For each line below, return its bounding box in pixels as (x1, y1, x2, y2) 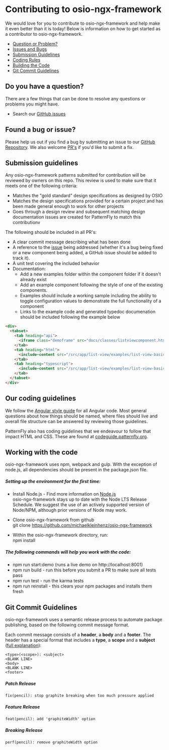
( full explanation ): (5, 642, 42, 649)
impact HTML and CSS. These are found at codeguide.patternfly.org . (5, 433, 148, 440)
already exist (20, 277, 47, 283)
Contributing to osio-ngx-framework (5, 4, 162, 15)
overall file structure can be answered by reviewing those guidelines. (5, 418, 148, 424)
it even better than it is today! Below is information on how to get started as (5, 25, 161, 31)
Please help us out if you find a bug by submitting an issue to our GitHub (5, 139, 155, 145)
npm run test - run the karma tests (12, 578, 84, 584)
